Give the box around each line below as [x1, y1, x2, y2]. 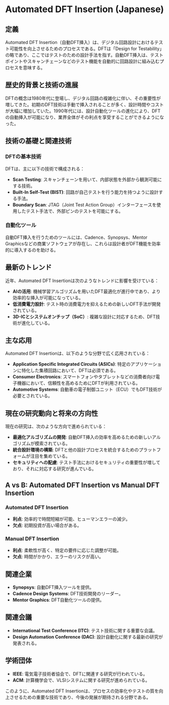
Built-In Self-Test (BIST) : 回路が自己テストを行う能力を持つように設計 [12, 189, 159, 195]
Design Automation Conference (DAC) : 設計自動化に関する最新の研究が [12, 634, 163, 640]
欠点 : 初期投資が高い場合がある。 [12, 522, 82, 528]
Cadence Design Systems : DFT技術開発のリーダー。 [12, 591, 124, 597]
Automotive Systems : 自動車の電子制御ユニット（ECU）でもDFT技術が [12, 386, 162, 392]
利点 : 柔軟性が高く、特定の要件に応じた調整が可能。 [12, 547, 122, 553]
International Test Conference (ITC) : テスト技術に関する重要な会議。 [12, 627, 158, 633]
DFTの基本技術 [5, 153, 42, 160]
